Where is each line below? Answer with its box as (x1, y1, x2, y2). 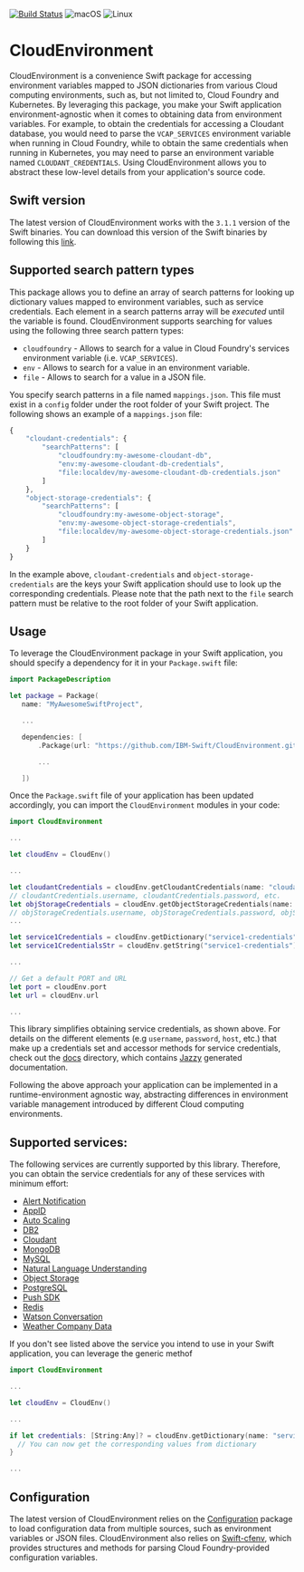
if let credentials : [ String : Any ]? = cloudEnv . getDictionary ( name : (9, 1431, 270, 1441)
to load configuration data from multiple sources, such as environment (9, 1523, 271, 1534)
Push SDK (22, 1292, 61, 1303)
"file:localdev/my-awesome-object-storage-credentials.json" (57, 527, 294, 537)
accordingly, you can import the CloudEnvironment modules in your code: (9, 800, 280, 810)
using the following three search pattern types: (9, 325, 184, 335)
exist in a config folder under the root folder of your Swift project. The (9, 399, 270, 410)
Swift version (9, 193, 86, 209)
